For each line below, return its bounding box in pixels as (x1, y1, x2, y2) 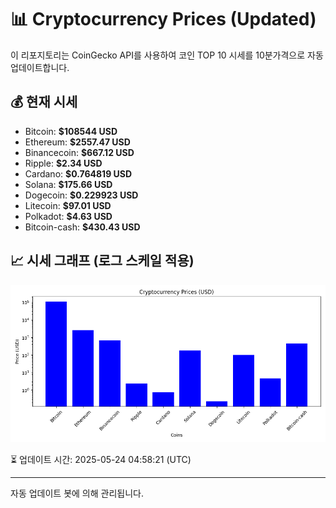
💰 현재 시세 (10, 94, 78, 111)
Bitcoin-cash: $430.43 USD (24, 221, 141, 233)
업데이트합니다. (10, 61, 70, 73)
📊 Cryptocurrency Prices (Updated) (10, 8, 317, 31)
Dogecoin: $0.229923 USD (24, 189, 139, 201)
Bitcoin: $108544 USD (24, 125, 118, 137)
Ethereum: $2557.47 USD (24, 136, 131, 148)
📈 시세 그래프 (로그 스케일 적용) (10, 252, 195, 270)
